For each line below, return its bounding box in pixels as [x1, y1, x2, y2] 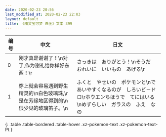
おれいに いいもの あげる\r [77, 66, 145, 73]
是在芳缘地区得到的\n [18, 97, 68, 104]
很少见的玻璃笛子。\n [18, 105, 68, 112]
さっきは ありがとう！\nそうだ [77, 58, 151, 65]
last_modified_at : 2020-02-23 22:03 [5, 12, 81, 17]
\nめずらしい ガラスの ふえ [77, 101, 146, 108]
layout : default [5, 16, 39, 21]
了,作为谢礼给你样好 [18, 62, 65, 69]
